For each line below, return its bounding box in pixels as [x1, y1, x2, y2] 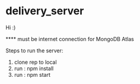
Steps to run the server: [5, 46, 63, 54]
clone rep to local [14, 58, 57, 66]
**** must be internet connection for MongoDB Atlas [5, 35, 134, 42]
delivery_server [5, 4, 84, 18]
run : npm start [14, 71, 51, 78]
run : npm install [14, 64, 54, 72]
